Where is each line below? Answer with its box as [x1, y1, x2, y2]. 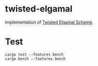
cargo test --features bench [5, 52, 64, 57]
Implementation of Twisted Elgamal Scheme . [5, 19, 94, 25]
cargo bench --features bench [5, 56, 66, 61]
